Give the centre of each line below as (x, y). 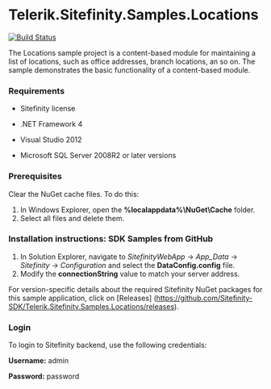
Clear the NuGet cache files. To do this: (74, 194)
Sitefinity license (48, 109)
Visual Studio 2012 (51, 140)
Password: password (44, 376)
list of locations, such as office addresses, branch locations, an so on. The (132, 61)
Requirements (37, 90)
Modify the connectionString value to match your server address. (130, 274)
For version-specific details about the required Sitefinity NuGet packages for (135, 289)
